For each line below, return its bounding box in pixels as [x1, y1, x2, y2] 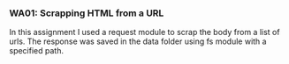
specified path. [9, 46, 65, 56]
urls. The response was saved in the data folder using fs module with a [9, 36, 267, 46]
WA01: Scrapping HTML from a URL [9, 7, 164, 19]
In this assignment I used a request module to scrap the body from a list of [9, 27, 280, 38]
